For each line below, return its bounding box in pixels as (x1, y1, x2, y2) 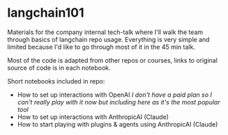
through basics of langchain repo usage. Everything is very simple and (7, 35, 211, 43)
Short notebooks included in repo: (7, 77, 105, 85)
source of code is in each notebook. (7, 63, 111, 72)
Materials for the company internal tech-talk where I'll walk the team (7, 28, 204, 36)
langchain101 (7, 5, 85, 21)
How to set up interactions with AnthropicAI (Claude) (17, 113, 169, 121)
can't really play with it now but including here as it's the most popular (17, 97, 221, 106)
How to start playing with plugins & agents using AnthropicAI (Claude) (17, 120, 218, 128)
